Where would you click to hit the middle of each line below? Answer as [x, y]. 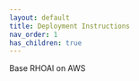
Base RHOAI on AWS [48, 68]
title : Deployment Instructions [69, 26]
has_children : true [46, 43]
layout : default [39, 18]
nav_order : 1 [34, 34]
